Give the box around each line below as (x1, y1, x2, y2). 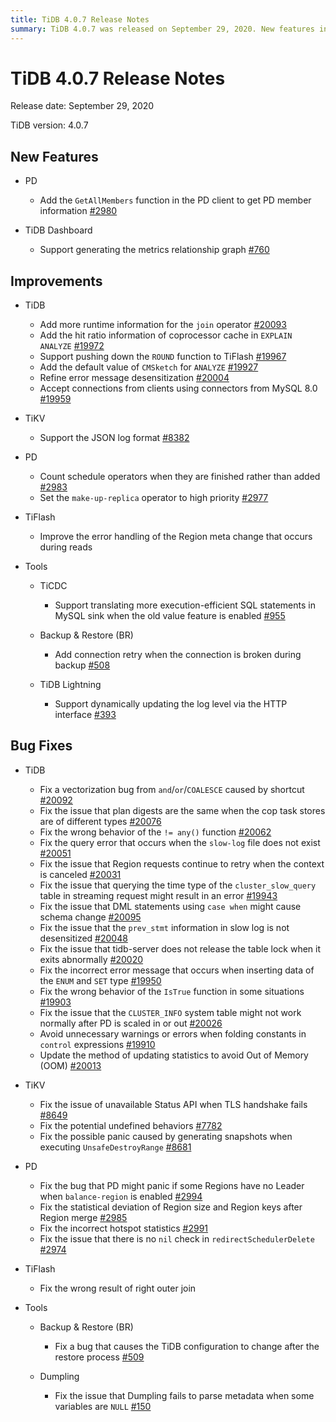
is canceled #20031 (39, 868, 122, 880)
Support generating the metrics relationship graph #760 (39, 244, 270, 256)
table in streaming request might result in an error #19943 (39, 889, 278, 901)
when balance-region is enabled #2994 (39, 1190, 203, 1202)
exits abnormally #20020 (39, 953, 144, 965)
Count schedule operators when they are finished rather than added (39, 471, 321, 483)
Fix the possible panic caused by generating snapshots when (39, 1130, 293, 1142)
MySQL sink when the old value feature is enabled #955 (54, 610, 286, 622)
